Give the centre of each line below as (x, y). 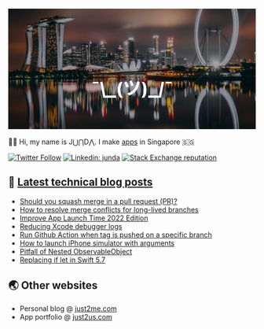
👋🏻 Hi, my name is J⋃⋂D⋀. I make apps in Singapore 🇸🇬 (101, 142)
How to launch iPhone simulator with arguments (97, 243)
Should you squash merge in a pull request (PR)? (99, 201)
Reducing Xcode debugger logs (71, 226)
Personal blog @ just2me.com (68, 309)
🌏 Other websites (53, 285)
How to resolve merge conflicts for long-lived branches (109, 209)
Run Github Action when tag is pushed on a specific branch (115, 235)
